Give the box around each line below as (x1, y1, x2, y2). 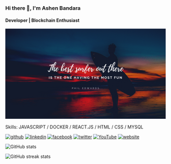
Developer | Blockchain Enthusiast (5, 17, 80, 23)
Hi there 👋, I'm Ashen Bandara (5, 5, 81, 12)
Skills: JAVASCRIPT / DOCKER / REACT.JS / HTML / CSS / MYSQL (5, 124, 144, 130)
